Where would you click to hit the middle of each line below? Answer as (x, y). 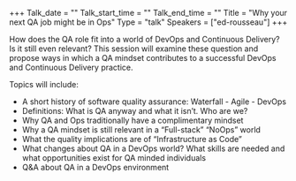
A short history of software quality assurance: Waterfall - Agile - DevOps (154, 102)
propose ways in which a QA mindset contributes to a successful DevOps (143, 58)
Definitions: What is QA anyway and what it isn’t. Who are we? (135, 111)
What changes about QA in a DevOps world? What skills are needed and (153, 148)
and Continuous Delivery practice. (72, 67)
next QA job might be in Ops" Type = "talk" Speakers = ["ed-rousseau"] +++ (148, 22)
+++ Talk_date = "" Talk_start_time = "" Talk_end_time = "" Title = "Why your (148, 13)
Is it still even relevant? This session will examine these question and (134, 49)
